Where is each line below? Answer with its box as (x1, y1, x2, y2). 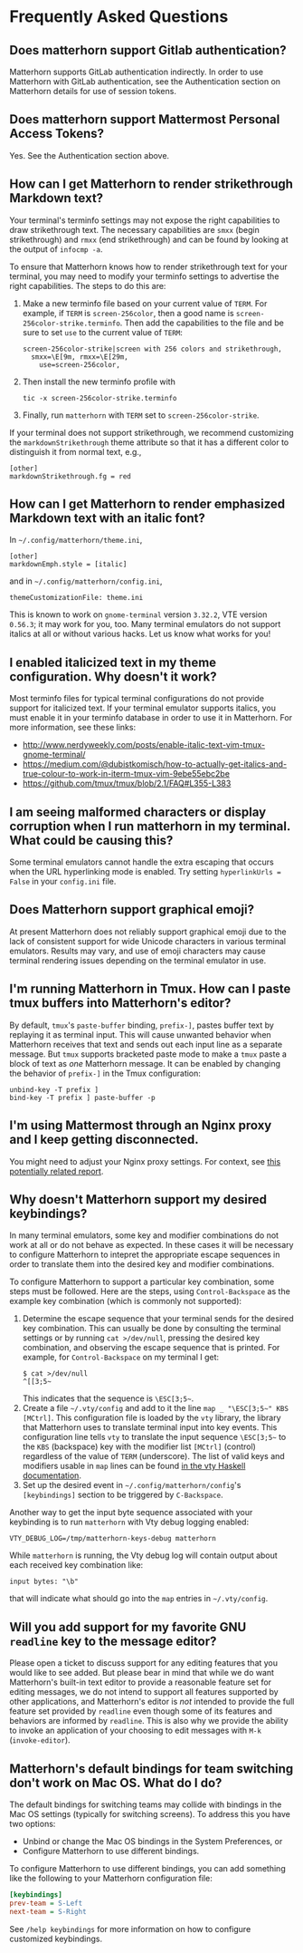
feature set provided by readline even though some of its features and (9, 1706, 273, 1716)
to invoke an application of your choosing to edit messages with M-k (9, 1725, 262, 1736)
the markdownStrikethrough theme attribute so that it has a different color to (9, 437, 289, 448)
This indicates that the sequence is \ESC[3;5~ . (22, 1393, 194, 1404)
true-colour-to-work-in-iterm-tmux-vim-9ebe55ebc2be (22, 769, 231, 779)
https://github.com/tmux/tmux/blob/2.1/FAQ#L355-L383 (22, 778, 232, 789)
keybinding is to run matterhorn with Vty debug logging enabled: (9, 1516, 250, 1528)
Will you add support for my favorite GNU (9, 1619, 247, 1635)
